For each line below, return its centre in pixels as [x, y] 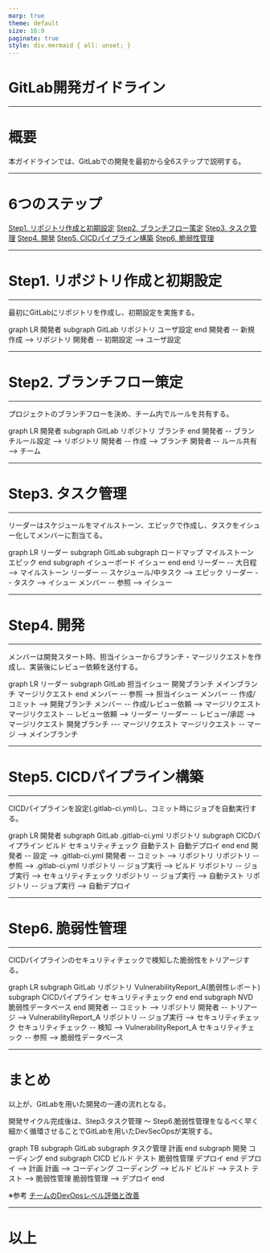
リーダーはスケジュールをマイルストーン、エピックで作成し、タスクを [124, 525]
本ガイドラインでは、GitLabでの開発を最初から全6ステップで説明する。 [127, 161]
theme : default [34, 23]
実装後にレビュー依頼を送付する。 [86, 667]
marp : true [27, 16]
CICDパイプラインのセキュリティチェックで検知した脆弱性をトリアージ [126, 960]
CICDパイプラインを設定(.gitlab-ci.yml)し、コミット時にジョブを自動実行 [129, 808]
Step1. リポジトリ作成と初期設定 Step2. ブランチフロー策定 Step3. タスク [129, 228]
